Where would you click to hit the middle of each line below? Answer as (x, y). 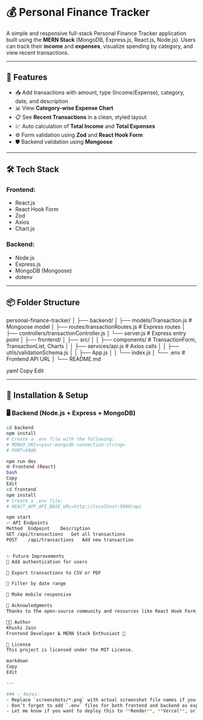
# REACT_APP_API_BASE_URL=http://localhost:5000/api (74, 506)
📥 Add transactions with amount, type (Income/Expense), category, (100, 92)
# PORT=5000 (21, 450)
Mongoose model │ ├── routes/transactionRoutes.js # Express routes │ (96, 326)
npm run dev (21, 461)
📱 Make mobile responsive (39, 595)
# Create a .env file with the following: (60, 439)
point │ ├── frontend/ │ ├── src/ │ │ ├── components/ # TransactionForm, (101, 339)
